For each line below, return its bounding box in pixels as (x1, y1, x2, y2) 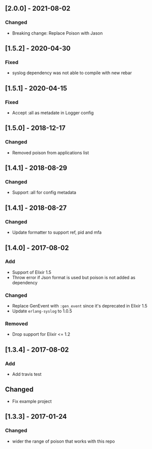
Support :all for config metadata (12, 189, 76, 195)
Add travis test (12, 371, 42, 377)
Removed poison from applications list (12, 149, 89, 156)
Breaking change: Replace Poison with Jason (12, 30, 103, 36)
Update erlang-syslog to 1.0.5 (12, 308, 72, 314)
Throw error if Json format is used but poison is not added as (12, 274, 135, 280)
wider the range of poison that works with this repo (12, 438, 115, 444)
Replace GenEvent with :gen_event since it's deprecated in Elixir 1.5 (12, 303, 148, 309)
